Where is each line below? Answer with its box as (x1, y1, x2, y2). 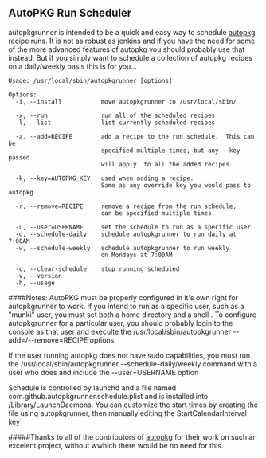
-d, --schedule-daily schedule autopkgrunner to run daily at (15, 230, 237, 238)
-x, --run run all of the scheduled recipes (15, 112, 216, 119)
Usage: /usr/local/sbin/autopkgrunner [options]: (8, 76, 177, 84)
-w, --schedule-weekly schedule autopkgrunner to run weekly (15, 244, 229, 252)
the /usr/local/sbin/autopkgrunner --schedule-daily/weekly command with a (8, 358, 257, 369)
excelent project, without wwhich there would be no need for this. (8, 440, 224, 450)
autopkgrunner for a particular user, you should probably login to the (8, 318, 233, 327)
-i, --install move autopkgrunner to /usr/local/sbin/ (15, 97, 237, 106)
